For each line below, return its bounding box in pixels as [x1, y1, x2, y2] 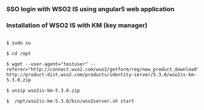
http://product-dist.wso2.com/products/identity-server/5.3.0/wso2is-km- [6, 72, 197, 78]
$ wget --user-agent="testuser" [6, 61, 88, 68]
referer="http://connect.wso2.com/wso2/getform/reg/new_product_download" [6, 66, 200, 73]
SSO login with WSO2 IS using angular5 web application [6, 5, 175, 13]
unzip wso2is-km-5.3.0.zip [12, 88, 80, 94]
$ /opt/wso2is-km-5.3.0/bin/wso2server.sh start [6, 99, 135, 105]
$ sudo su [6, 40, 32, 47]
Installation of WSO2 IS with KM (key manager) [6, 21, 148, 29]
